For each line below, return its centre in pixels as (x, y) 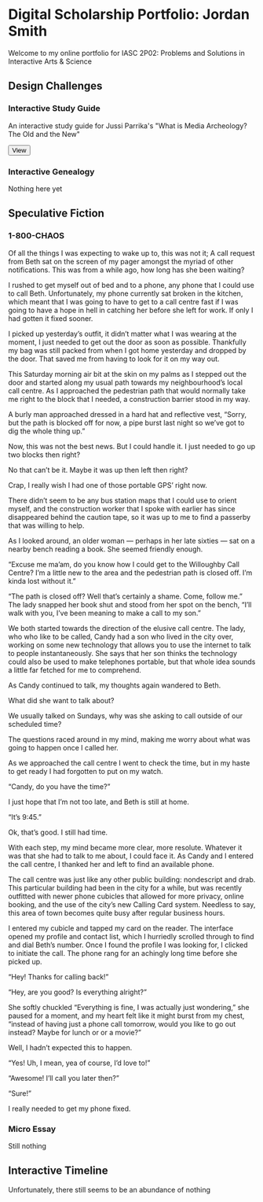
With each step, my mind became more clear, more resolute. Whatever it (125, 847)
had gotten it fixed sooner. (51, 318)
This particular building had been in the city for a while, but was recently (125, 887)
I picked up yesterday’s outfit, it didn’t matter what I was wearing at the (122, 334)
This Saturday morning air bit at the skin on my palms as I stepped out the (128, 374)
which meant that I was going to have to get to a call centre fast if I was (123, 301)
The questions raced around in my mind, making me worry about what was (130, 739)
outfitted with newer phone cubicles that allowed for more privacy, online (126, 896)
